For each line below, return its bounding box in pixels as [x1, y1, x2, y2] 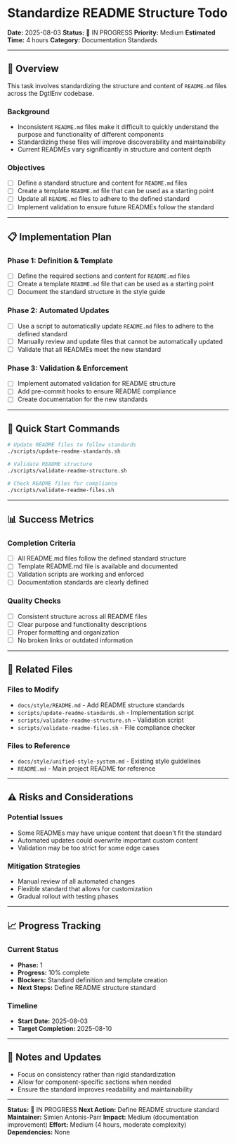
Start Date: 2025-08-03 [17, 1017, 88, 1025]
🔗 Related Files [7, 664, 73, 676]
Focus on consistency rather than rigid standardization [17, 1070, 176, 1078]
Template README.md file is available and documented [17, 562, 178, 570]
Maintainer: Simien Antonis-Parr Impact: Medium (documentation [7, 1113, 199, 1121]
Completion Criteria [7, 538, 76, 548]
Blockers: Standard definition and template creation [17, 975, 168, 984]
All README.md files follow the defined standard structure [17, 554, 187, 563]
